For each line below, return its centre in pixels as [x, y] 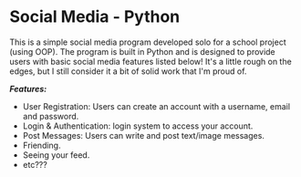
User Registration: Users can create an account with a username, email [156, 106]
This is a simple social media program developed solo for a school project [148, 42]
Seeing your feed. [56, 155]
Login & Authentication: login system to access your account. [138, 126]
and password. [51, 116]
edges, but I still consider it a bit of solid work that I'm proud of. [128, 71]
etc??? [35, 164]
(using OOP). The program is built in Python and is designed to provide [142, 51]
